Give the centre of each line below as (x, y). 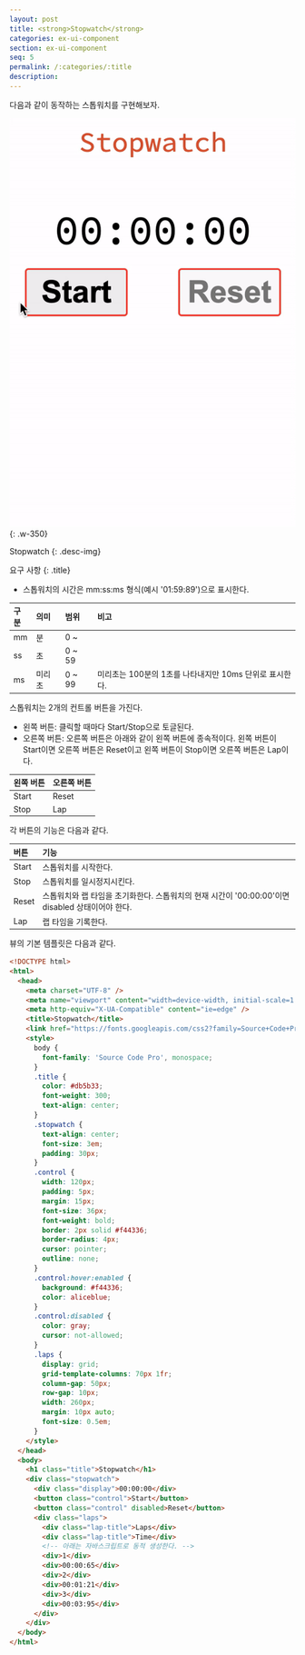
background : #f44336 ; (83, 1287)
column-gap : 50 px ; (77, 1383)
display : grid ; (71, 1364)
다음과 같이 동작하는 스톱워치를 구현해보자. (85, 105)
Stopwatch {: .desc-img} (55, 551)
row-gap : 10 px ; (71, 1393)
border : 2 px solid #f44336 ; (95, 1230)
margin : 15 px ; (69, 1201)
